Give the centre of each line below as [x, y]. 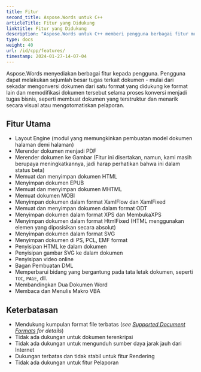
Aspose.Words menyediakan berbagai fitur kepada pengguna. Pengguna [96, 73]
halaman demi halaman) [44, 145]
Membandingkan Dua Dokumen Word [61, 285]
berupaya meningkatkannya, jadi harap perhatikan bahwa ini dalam [98, 164]
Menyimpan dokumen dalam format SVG [65, 234]
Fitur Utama [29, 124]
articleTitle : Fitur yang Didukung [51, 23]
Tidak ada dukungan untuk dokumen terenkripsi [74, 337]
